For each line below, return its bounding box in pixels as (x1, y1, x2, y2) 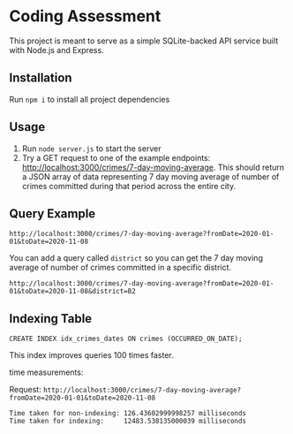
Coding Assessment (9, 6, 162, 27)
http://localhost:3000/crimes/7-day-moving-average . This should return (21, 162, 285, 172)
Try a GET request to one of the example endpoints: (21, 152, 211, 163)
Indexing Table (9, 311, 93, 326)
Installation (9, 71, 72, 86)
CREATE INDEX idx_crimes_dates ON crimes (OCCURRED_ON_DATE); (9, 334, 243, 344)
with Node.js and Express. (9, 44, 104, 55)
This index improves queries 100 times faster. (9, 350, 174, 361)
